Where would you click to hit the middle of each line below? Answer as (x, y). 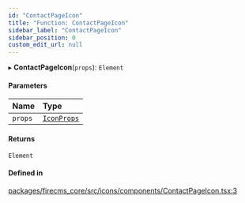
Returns (22, 138)
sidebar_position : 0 (42, 38)
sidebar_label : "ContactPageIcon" (65, 30)
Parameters (28, 85)
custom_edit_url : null (45, 45)
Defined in (26, 173)
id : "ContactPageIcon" (45, 15)
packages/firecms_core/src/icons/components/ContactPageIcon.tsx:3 (123, 190)
